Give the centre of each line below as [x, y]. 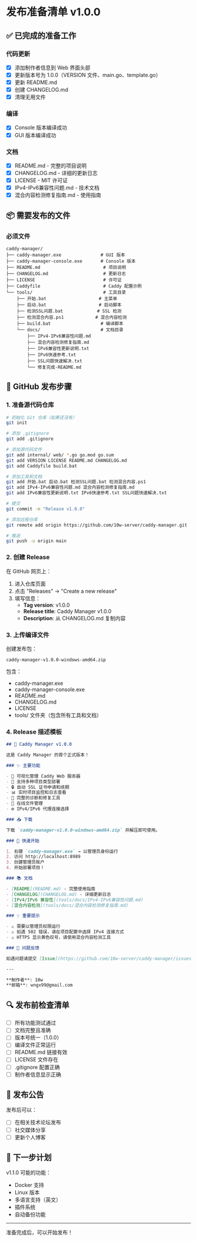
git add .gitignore [30, 439]
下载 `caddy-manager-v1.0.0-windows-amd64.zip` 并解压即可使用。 [83, 830]
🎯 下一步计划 [29, 1158]
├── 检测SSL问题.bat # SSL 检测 [69, 311]
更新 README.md [36, 82]
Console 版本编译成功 [41, 127]
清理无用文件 [30, 97]
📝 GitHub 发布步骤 [39, 387]
